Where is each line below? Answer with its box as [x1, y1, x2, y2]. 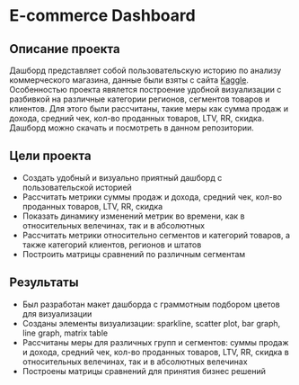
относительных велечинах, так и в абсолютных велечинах [22, 356, 249, 367]
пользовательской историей [22, 182, 132, 192]
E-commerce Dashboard [9, 5, 196, 26]
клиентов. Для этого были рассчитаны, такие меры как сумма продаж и [9, 103, 289, 113]
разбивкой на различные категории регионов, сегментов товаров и [9, 94, 270, 104]
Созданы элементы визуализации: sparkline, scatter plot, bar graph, [22, 318, 281, 328]
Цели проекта [9, 148, 92, 164]
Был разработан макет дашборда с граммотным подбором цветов [22, 299, 280, 309]
